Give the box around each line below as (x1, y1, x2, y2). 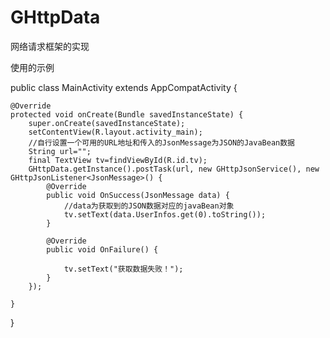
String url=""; (28, 146, 92, 156)
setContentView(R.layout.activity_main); (28, 127, 203, 137)
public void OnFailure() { (46, 244, 159, 255)
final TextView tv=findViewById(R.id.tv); (28, 155, 208, 165)
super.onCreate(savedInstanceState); (28, 118, 186, 128)
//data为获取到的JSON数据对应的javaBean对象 (63, 201, 235, 211)
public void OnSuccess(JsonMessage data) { (46, 190, 230, 200)
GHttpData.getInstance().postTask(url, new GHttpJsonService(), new (28, 164, 320, 174)
